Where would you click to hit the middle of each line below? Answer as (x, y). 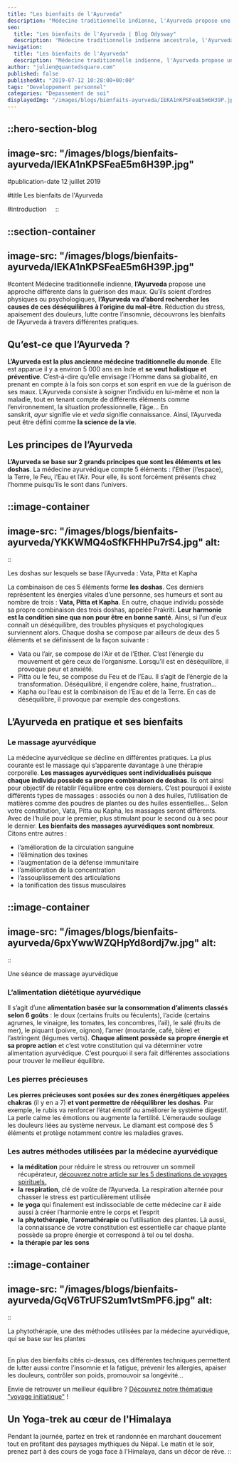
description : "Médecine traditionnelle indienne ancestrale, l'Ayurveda (124, 41)
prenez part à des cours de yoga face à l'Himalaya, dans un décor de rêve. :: (119, 1452)
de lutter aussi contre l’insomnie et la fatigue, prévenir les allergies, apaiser (117, 1368)
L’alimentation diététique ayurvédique (74, 992)
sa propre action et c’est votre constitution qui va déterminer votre (105, 1046)
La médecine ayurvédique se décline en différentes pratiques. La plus (110, 757)
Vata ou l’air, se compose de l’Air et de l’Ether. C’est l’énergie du (111, 654)
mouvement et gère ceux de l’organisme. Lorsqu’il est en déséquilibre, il (123, 662)
